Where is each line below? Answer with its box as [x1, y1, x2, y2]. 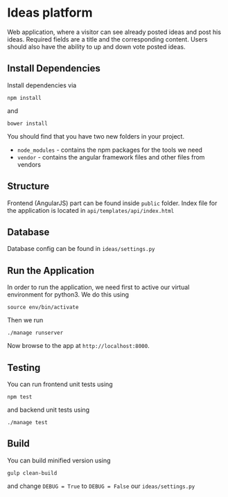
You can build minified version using [7, 456, 111, 464]
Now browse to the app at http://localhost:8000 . [7, 342, 150, 350]
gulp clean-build [7, 469, 58, 476]
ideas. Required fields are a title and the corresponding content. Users [7, 35, 208, 43]
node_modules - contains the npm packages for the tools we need [17, 146, 203, 154]
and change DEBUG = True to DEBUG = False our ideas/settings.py [7, 482, 195, 490]
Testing [7, 362, 41, 374]
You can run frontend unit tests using [7, 380, 113, 388]
